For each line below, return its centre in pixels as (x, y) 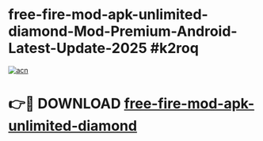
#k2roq (175, 48)
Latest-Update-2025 (78, 48)
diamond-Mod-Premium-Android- (123, 31)
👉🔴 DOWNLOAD (65, 104)
